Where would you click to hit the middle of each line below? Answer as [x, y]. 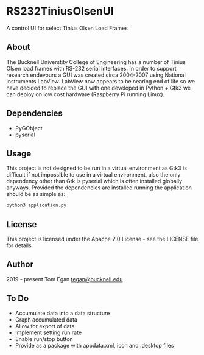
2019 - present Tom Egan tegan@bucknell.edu [65, 279]
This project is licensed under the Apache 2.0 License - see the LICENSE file [102, 239]
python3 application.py [37, 205]
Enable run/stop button [44, 339]
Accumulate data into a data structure [62, 313]
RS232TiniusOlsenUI [60, 11]
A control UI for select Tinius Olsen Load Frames [67, 28]
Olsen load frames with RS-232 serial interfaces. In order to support [91, 68]
